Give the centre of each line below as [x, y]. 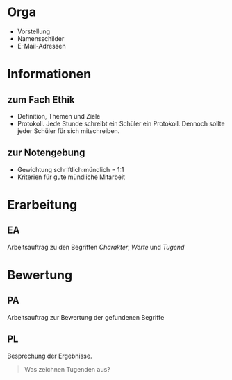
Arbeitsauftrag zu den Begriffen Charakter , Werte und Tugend [96, 247]
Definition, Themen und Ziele [59, 116]
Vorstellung [34, 31]
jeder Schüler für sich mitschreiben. [68, 131]
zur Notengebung [46, 153]
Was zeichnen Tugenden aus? [67, 369]
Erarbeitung [42, 205]
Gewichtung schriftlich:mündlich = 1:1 [71, 169]
